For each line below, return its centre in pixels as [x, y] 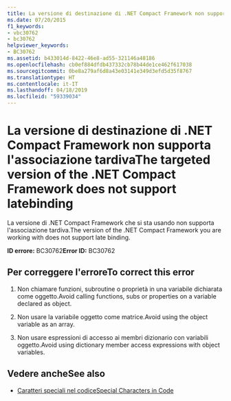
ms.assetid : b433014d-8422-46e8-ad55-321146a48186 [81, 58]
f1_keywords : [26, 26]
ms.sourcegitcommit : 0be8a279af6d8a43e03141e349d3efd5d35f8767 [100, 71]
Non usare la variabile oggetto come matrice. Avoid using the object [112, 316]
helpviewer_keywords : [38, 45]
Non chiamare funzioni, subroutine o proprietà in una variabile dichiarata [120, 289]
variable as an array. [46, 324]
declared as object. [44, 303]
